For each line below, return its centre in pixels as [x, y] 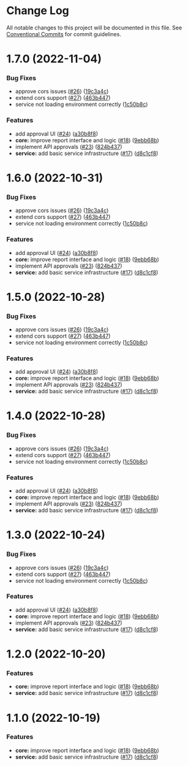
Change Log [38, 11]
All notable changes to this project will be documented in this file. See [94, 28]
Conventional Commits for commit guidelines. [64, 34]
